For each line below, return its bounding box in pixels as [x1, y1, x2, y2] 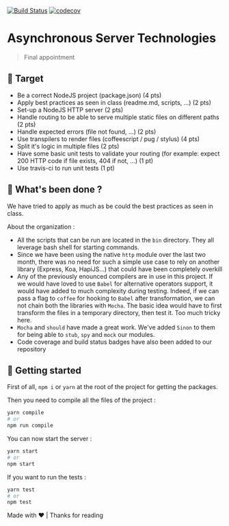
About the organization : [7, 223, 75, 231]
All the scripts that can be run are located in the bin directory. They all [16, 236, 214, 244]
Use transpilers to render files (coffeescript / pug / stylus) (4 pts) [16, 134, 200, 143]
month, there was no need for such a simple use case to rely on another [16, 258, 220, 266]
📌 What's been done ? [7, 184, 103, 195]
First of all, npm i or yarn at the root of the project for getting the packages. [7, 383, 218, 391]
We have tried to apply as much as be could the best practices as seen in [7, 202, 213, 210]
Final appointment [23, 53, 75, 61]
